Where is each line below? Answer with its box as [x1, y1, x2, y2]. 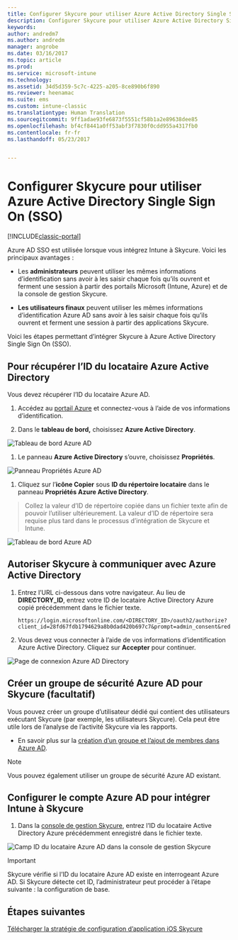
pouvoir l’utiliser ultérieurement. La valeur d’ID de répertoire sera [24, 509, 214, 517]
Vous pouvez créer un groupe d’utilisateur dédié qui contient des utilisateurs [7, 707, 230, 716]
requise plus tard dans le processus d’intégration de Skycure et [24, 517, 210, 525]
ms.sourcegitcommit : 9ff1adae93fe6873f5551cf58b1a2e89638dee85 [7, 116, 198, 123]
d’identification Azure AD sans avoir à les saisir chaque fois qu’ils [17, 311, 208, 320]
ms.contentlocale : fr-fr [7, 129, 81, 136]
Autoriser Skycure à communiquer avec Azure [7, 558, 216, 571]
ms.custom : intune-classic [7, 103, 87, 110]
